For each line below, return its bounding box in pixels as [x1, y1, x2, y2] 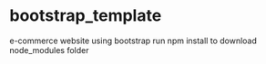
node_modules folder [9, 44, 89, 55]
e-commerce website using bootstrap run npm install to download [9, 35, 258, 46]
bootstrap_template [9, 5, 162, 26]
